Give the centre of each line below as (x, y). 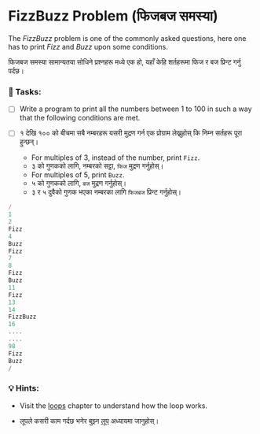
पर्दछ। (16, 71)
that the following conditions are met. (80, 118)
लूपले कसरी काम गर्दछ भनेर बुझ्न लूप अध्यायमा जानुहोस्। (89, 421)
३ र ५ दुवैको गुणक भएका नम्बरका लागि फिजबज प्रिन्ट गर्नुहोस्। (106, 192)
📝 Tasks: (25, 91)
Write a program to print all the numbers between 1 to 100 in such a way (136, 109)
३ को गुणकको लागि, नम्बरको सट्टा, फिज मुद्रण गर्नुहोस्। (97, 166)
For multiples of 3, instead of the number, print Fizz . (115, 158)
